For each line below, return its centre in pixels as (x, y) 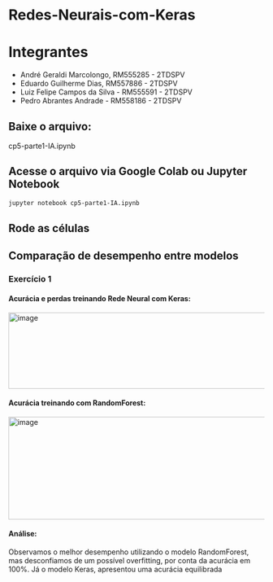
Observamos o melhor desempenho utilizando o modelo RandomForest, (129, 552)
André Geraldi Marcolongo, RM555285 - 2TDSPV (102, 75)
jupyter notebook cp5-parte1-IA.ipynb (74, 203)
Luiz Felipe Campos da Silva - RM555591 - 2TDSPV (106, 92)
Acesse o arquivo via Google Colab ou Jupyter (128, 171)
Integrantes (48, 53)
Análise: (23, 534)
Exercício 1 (30, 279)
